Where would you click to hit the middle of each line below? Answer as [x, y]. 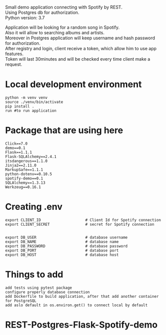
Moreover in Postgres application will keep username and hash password [80, 38]
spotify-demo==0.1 [24, 178]
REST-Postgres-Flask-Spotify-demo [82, 325]
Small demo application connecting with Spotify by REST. [64, 7]
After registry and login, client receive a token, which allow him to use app [81, 48]
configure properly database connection [48, 292]
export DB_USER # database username [66, 237]
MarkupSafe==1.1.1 [24, 169]
